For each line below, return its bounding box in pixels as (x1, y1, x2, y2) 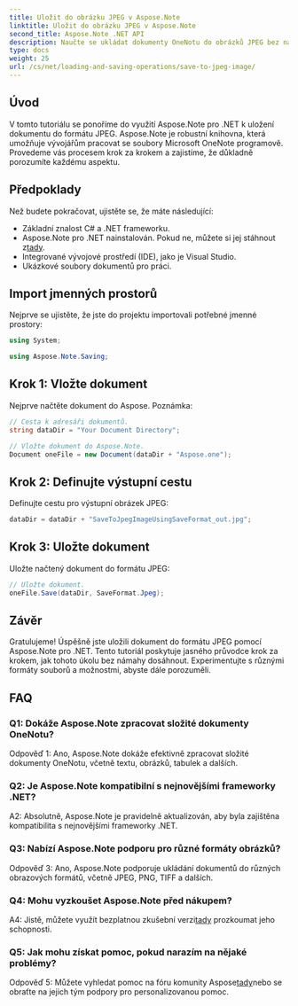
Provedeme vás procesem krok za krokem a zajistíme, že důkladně (9, 147, 254, 158)
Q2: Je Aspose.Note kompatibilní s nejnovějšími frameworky (9, 780, 277, 792)
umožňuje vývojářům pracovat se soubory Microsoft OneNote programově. (9, 137, 284, 148)
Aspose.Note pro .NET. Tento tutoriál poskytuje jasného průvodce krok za (9, 646, 278, 657)
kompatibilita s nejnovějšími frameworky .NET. (9, 821, 178, 831)
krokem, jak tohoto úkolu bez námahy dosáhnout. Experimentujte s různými (9, 655, 285, 666)
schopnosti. (9, 924, 52, 935)
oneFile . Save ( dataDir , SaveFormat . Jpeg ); (9, 589, 165, 597)
